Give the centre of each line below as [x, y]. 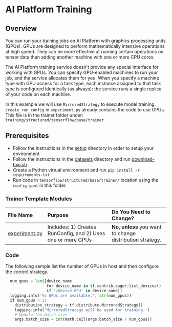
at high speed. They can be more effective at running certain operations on [84, 52]
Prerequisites [27, 136]
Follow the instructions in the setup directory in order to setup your [83, 148]
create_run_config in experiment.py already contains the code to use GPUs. [85, 110]
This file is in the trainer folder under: [44, 115]
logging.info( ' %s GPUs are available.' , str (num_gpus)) [71, 296]
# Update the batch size [41, 315]
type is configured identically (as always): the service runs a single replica [83, 89]
